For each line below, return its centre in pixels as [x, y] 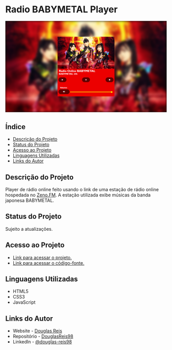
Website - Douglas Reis [37, 331]
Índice [15, 127]
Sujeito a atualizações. [29, 229]
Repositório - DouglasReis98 [43, 336]
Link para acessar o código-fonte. [48, 263]
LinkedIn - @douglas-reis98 [42, 342]
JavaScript [24, 302]
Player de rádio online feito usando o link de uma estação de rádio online [82, 190]
